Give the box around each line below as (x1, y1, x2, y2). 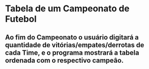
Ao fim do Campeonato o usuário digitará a (5, 33, 139, 41)
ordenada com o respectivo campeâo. (5, 56, 124, 65)
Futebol (5, 13, 37, 25)
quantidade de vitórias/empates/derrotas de (5, 40, 144, 49)
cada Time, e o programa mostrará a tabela (5, 48, 139, 57)
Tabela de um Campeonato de (5, 3, 130, 14)
